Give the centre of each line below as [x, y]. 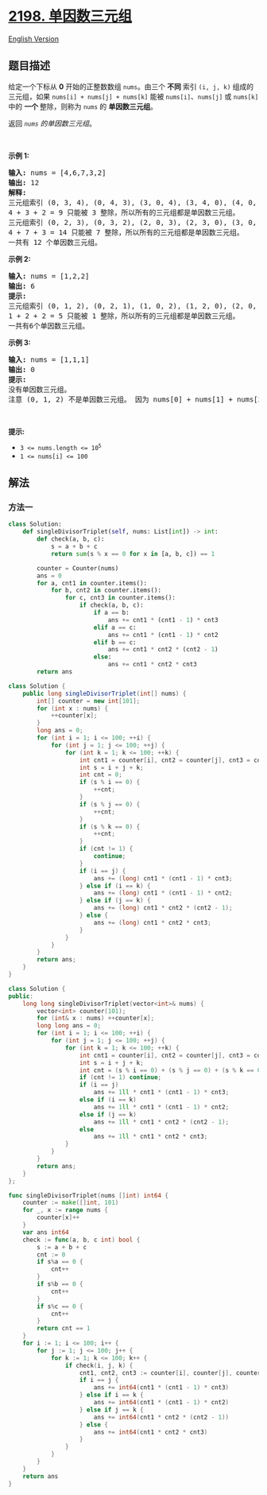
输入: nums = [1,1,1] [49, 359]
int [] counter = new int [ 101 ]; [89, 701]
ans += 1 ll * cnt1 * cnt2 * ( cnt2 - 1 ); [161, 1122]
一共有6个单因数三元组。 [49, 326]
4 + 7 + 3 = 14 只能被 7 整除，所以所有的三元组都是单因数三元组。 [126, 232]
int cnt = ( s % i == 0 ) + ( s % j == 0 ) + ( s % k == [166, 1070]
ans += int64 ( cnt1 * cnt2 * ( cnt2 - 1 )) [161, 1417]
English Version [34, 39]
